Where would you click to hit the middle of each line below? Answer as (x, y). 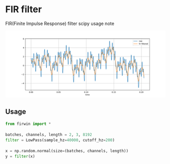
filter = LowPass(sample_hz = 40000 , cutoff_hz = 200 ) (60, 140)
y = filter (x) (20, 156)
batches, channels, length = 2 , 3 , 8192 (49, 135)
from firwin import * (28, 124)
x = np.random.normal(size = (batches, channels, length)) (67, 151)
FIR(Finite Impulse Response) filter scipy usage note (60, 23)
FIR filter (24, 9)
